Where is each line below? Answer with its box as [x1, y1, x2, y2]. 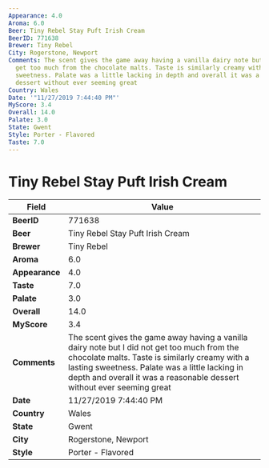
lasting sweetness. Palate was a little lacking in [67, 362, 244, 373]
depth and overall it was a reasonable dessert [67, 372, 239, 383]
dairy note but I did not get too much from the [67, 342, 239, 353]
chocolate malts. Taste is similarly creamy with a [67, 352, 250, 363]
